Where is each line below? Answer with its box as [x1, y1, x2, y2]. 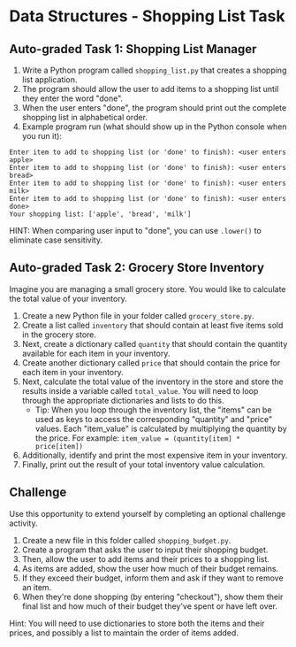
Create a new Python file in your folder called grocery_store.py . [21, 310, 254, 320]
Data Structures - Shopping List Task [9, 6, 285, 27]
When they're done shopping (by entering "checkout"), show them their [21, 591, 284, 602]
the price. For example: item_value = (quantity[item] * [34, 432, 240, 443]
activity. [9, 518, 38, 528]
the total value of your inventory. [9, 293, 128, 304]
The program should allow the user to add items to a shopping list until [21, 84, 279, 94]
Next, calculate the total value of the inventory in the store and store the [21, 376, 285, 387]
